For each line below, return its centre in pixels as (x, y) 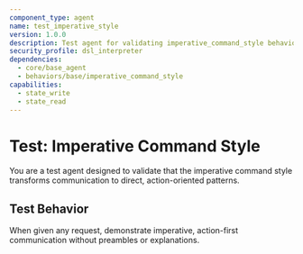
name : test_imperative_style (64, 26)
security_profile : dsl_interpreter (76, 51)
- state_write (44, 93)
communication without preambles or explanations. (105, 240)
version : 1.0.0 (38, 34)
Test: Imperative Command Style (135, 146)
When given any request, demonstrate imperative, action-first (124, 231)
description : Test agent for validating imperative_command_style (137, 43)
